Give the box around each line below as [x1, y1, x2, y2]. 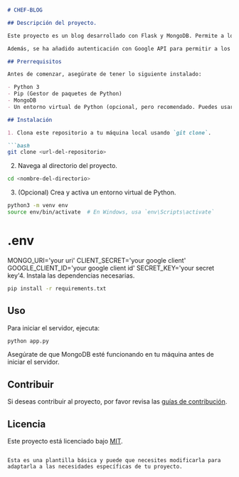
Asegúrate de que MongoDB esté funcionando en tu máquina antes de [7, 350, 215, 359]
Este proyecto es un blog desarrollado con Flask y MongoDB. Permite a [7, 32, 224, 39]
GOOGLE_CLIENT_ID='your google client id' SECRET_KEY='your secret [7, 263, 215, 272]
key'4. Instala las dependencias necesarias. [7, 271, 135, 280]
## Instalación [7, 116, 53, 123]
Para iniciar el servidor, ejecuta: [7, 323, 100, 332]
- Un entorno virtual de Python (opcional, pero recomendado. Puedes [7, 103, 218, 110]
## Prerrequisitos [7, 58, 62, 65]
